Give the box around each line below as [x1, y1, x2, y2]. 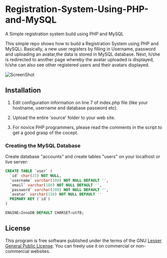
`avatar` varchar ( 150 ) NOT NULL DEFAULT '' [10, 192, 102, 197]
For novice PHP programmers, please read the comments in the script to [12, 124, 162, 130]
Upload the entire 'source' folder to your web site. [12, 114, 116, 120]
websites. [30, 248, 51, 254]
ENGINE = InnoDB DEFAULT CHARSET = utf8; [5, 210, 84, 215]
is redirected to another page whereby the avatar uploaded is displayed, [5, 56, 154, 62]
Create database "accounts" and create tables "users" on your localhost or [5, 154, 160, 160]
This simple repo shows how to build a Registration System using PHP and [5, 40, 159, 46]
